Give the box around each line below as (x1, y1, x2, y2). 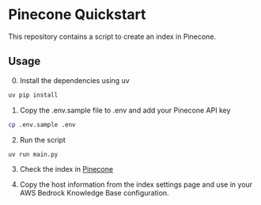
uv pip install (8, 91, 59, 99)
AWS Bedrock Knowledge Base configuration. (19, 188, 169, 198)
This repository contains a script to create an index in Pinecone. (8, 32, 216, 41)
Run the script (19, 135, 66, 144)
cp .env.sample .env (8, 120, 77, 128)
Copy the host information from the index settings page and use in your (19, 180, 253, 189)
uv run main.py (8, 150, 59, 158)
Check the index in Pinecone (19, 165, 113, 174)
